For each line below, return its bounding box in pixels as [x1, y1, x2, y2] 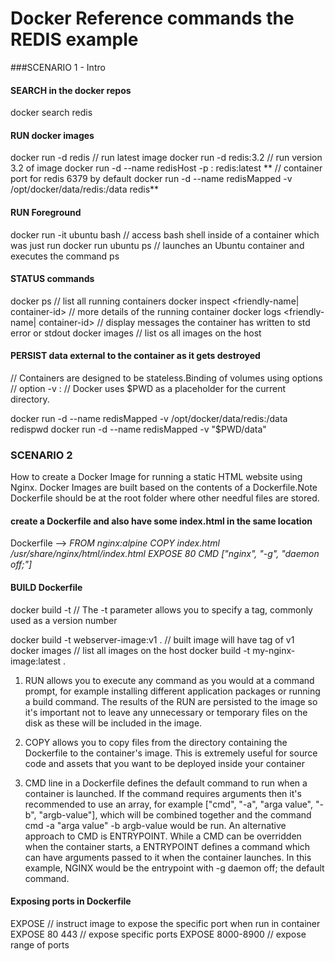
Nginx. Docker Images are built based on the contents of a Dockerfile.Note [10, 482, 318, 494]
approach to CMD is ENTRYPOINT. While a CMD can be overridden [24, 830, 302, 842]
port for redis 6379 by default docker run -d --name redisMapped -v [10, 173, 293, 185]
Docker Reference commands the [10, 7, 295, 30]
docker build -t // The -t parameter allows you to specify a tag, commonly [10, 603, 313, 616]
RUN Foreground [10, 206, 82, 218]
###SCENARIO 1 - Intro [10, 61, 106, 73]
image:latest [10, 655, 62, 667]
